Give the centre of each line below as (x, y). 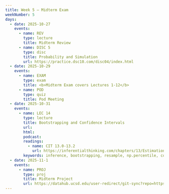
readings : (33, 141)
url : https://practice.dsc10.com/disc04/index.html (79, 62)
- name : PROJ (32, 170)
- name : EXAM (32, 76)
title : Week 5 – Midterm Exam (37, 10)
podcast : (32, 137)
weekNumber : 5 (20, 15)
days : (11, 19)
